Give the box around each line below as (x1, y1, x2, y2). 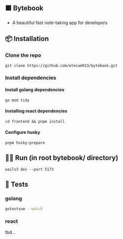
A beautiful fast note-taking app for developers (12, 19, 108, 26)
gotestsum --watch (5, 206, 43, 211)
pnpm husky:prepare (5, 140, 45, 146)
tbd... (5, 229, 16, 235)
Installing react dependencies (5, 108, 67, 114)
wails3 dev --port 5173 (5, 167, 54, 172)
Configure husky (5, 129, 40, 135)
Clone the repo (5, 52, 41, 59)
